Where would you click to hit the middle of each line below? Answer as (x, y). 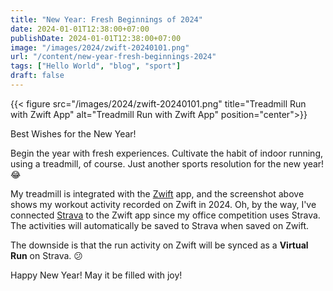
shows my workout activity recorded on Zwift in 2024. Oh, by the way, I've (163, 204)
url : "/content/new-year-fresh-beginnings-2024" (113, 57)
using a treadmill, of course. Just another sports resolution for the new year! (167, 163)
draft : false (37, 76)
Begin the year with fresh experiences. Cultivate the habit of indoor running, (167, 153)
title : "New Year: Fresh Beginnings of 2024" (106, 19)
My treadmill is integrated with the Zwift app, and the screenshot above (157, 193)
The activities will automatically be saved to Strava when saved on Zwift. (160, 225)
